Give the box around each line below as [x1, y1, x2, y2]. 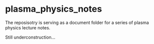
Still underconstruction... [5, 34, 56, 40]
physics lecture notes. [5, 24, 51, 30]
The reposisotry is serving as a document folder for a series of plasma [5, 20, 149, 25]
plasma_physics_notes [5, 3, 102, 15]
